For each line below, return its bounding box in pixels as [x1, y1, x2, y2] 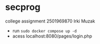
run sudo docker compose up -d [12, 27, 77, 33]
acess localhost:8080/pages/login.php [12, 33, 92, 39]
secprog [5, 1, 41, 13]
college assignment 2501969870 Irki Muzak [5, 18, 95, 24]
